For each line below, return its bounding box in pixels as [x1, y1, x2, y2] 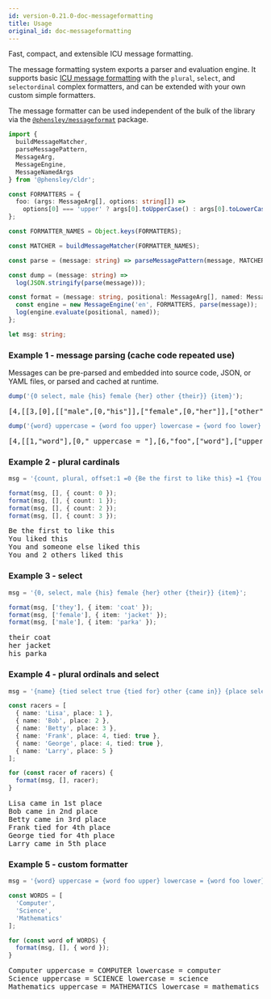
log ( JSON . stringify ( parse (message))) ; [15, 278, 147, 287]
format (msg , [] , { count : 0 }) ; [8, 489, 117, 497]
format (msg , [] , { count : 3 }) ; [8, 511, 117, 520]
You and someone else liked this [8, 543, 141, 552]
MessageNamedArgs [15, 167, 74, 176]
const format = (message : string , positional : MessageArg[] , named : [8, 293, 244, 302]
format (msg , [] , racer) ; [15, 777, 99, 785]
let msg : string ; [8, 330, 67, 338]
